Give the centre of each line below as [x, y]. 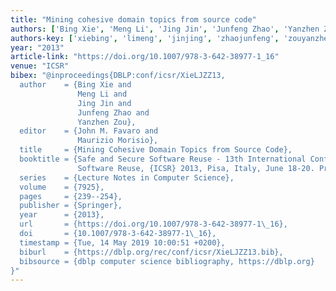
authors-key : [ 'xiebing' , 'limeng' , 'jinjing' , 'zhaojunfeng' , [145, 38]
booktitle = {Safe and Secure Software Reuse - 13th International [163, 159]
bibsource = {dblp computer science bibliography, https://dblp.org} [167, 261]
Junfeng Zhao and [113, 112]
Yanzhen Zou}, [107, 122]
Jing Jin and [104, 103]
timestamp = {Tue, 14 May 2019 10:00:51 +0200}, [122, 242]
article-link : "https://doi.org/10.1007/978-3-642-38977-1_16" [145, 57]
